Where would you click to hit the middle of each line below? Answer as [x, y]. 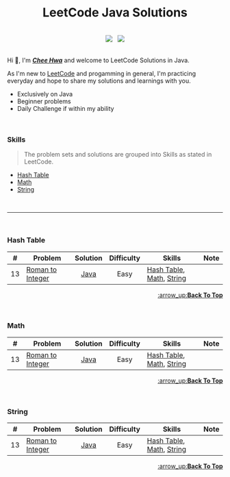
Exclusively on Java [45, 94]
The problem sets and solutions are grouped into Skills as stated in [118, 155]
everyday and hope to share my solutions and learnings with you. [99, 81]
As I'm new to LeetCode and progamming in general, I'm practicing [102, 73]
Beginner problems [44, 101]
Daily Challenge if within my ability [65, 108]
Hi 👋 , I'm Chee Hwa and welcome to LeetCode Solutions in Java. [98, 60]
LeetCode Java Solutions [115, 13]
